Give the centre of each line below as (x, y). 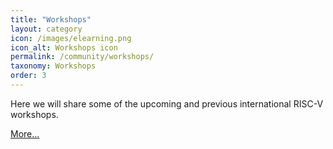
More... (25, 133)
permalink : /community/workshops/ (82, 57)
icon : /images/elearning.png (71, 38)
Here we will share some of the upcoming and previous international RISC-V (167, 103)
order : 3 (28, 76)
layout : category (46, 29)
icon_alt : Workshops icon (64, 47)
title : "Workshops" (51, 19)
